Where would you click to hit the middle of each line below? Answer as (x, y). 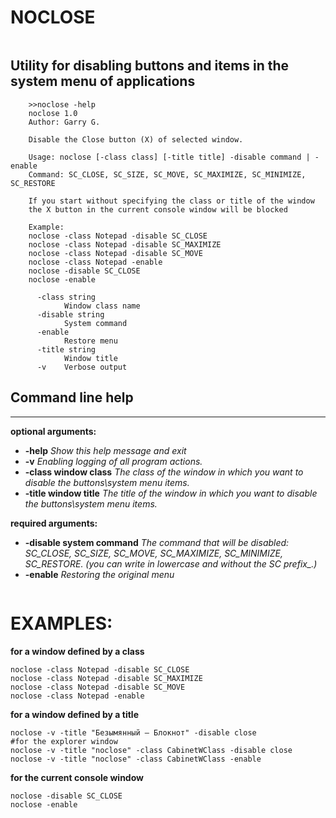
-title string (66, 349)
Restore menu (90, 341)
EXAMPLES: (61, 623)
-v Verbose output (82, 367)
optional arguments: (53, 431)
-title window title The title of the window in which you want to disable (171, 493)
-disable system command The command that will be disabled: (157, 542)
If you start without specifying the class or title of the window (171, 201)
